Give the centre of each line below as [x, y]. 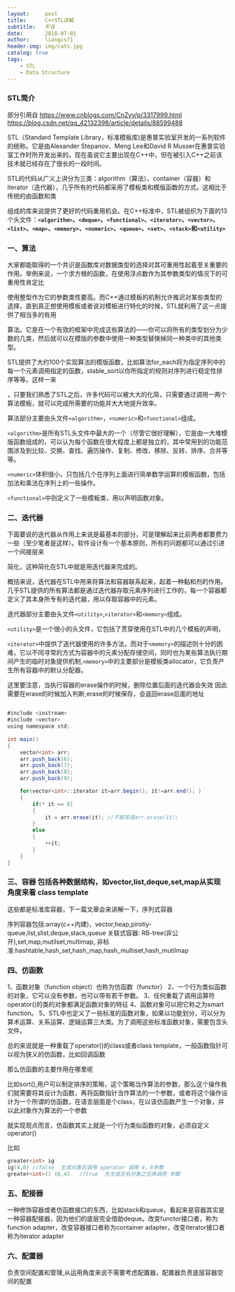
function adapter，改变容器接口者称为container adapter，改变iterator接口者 [116, 1228]
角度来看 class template [48, 892]
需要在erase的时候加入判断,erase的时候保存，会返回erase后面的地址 [106, 694]
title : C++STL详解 [41, 20]
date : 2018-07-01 [42, 33]
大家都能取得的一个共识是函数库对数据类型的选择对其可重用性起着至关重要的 [117, 265]
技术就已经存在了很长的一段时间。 [56, 163]
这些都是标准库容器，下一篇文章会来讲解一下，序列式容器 [90, 909]
